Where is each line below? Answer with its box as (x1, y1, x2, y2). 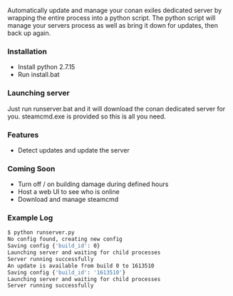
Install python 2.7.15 (17, 63, 76, 71)
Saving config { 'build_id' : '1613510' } (7, 269, 126, 276)
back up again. (7, 29, 51, 37)
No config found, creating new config (7, 235, 123, 243)
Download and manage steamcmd (17, 195, 119, 204)
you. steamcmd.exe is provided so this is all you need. (7, 112, 166, 121)
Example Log (7, 213, 53, 223)
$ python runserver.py (7, 229, 75, 236)
